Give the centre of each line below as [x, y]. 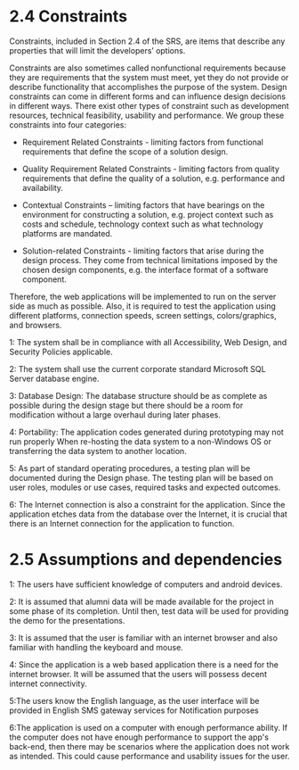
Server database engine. [54, 378]
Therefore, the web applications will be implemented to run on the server [143, 296]
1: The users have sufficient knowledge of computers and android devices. [146, 584]
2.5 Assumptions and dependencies [146, 560]
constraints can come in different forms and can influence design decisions [148, 96]
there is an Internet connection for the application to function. [122, 523]
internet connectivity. [48, 683]
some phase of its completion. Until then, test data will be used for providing [149, 611]
